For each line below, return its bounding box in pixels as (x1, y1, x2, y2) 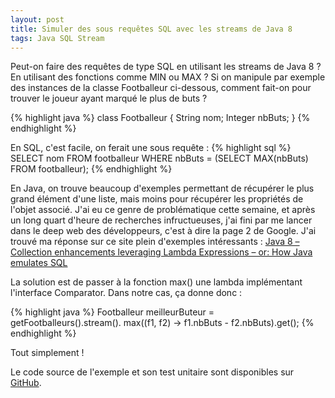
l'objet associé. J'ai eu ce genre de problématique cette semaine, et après (10, 204, 316, 216)
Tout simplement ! (10, 347, 85, 359)
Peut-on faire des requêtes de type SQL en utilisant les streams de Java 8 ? (10, 61, 322, 73)
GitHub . (10, 377, 42, 389)
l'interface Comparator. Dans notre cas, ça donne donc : (10, 287, 243, 299)
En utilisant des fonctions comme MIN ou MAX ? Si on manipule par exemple (10, 71, 326, 83)
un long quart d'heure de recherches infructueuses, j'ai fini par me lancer (10, 214, 313, 226)
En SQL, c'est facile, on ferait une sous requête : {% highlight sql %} (10, 142, 292, 154)
